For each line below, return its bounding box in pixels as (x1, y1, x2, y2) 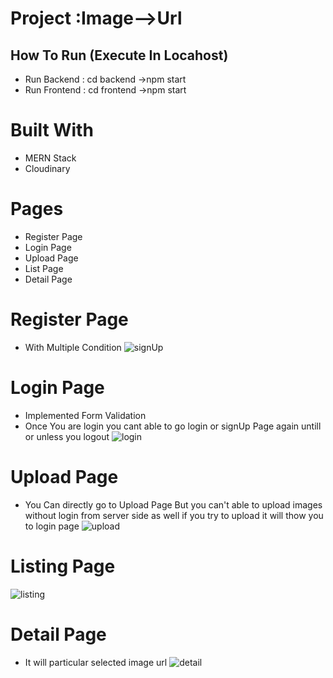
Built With (10, 119, 94, 142)
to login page (24, 520, 80, 532)
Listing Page (10, 555, 116, 577)
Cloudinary (24, 162, 71, 174)
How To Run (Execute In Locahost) (10, 47, 229, 64)
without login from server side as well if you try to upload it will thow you (24, 509, 324, 521)
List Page (24, 262, 64, 274)
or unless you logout (24, 430, 110, 442)
